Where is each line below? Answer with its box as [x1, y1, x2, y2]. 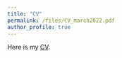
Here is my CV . [7, 43, 51, 52]
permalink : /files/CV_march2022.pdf [7, 17, 115, 24]
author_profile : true [7, 23, 71, 30]
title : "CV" [7, 10, 42, 18]
